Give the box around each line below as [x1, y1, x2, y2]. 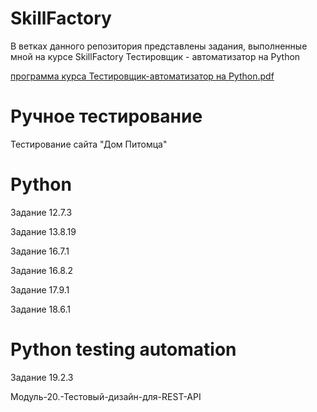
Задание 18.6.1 [10, 303, 72, 315]
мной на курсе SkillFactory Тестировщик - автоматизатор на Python [10, 50, 301, 62]
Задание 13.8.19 [10, 225, 77, 237]
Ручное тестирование [10, 105, 203, 128]
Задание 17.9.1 [10, 283, 70, 296]
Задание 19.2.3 [10, 371, 74, 383]
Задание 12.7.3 [10, 206, 73, 218]
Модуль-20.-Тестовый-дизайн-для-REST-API [10, 390, 202, 402]
